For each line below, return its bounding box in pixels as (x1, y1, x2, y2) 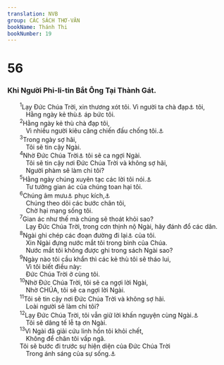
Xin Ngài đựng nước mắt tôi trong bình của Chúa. (25, 238, 168, 247)
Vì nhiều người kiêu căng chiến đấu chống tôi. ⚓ (25, 126, 164, 135)
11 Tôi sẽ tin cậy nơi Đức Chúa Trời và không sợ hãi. (20, 294, 166, 303)
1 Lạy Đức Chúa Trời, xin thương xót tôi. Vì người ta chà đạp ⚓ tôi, (20, 102, 206, 112)
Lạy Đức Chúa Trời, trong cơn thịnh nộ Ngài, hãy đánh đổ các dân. (25, 222, 218, 231)
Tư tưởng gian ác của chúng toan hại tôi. (25, 183, 143, 191)
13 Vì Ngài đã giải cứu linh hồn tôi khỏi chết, (20, 325, 144, 335)
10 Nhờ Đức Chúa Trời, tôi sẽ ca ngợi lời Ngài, (20, 277, 149, 287)
